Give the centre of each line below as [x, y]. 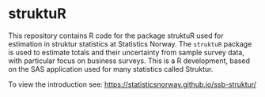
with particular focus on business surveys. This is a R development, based [129, 61]
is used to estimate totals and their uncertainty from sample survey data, [127, 52]
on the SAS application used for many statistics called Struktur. [111, 69]
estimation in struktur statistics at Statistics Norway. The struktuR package [130, 43]
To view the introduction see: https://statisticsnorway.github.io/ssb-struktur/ [132, 84]
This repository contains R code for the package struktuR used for [116, 35]
